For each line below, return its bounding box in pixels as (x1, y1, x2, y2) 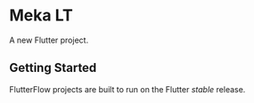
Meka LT (9, 5, 73, 26)
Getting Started (9, 60, 97, 75)
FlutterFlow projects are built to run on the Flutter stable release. (9, 83, 246, 94)
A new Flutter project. (9, 35, 89, 45)
